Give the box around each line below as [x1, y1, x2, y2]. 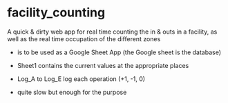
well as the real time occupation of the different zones [7, 34, 161, 43]
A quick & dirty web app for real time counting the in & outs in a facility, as [7, 27, 218, 36]
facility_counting [7, 5, 106, 21]
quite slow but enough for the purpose [17, 88, 127, 96]
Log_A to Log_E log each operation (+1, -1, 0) [17, 74, 146, 83]
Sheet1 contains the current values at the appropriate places [17, 61, 189, 69]
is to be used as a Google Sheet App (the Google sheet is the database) [17, 48, 222, 56]
